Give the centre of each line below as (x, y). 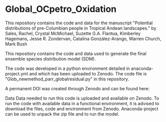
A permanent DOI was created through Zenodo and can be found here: (77, 88)
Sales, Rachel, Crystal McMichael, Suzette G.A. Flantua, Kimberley (73, 33)
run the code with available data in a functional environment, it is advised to (82, 103)
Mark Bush (16, 44)
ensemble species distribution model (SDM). (51, 59)
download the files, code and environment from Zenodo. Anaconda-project (82, 109)
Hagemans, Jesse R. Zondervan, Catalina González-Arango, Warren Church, (83, 39)
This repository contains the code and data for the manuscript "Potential (79, 23)
